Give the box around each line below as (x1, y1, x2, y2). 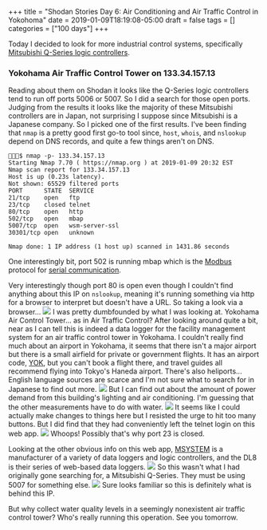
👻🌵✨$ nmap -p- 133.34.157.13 (8, 152, 105, 160)
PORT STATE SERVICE (8, 187, 94, 195)
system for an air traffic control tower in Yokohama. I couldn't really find (8, 333, 244, 342)
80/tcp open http (8, 208, 84, 216)
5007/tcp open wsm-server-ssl (8, 222, 120, 230)
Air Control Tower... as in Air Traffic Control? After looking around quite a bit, (8, 315, 259, 326)
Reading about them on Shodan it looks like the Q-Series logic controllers (8, 85, 249, 95)
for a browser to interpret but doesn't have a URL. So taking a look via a (8, 298, 243, 307)
